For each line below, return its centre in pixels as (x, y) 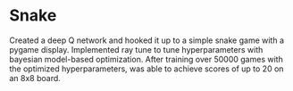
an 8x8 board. (35, 78)
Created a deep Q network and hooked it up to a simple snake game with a (146, 40)
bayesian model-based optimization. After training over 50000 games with (146, 59)
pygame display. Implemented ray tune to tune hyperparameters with (136, 49)
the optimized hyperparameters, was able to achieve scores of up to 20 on (146, 69)
